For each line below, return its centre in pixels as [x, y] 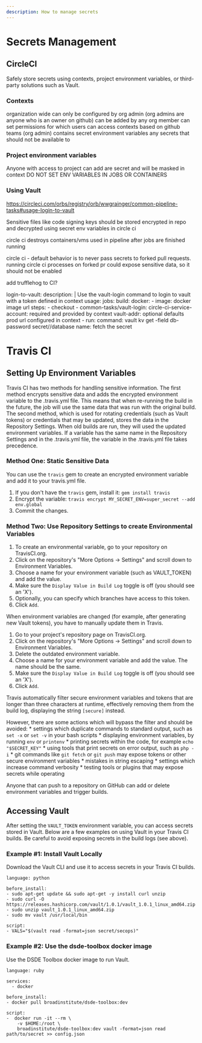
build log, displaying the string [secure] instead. [66, 710]
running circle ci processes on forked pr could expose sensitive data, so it [98, 264]
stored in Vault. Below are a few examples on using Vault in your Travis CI [97, 831]
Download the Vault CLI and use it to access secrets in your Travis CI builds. [101, 867]
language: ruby [25, 970]
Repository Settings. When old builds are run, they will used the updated [96, 426]
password [19, 327]
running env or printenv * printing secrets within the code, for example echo [100, 742]
